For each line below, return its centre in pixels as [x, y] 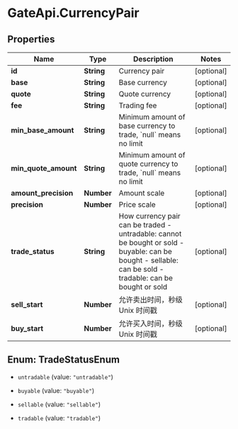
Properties [31, 39]
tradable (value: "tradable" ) [59, 418]
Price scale [137, 205]
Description [153, 59]
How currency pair [149, 216]
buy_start [27, 328]
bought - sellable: [148, 260]
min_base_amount [42, 130]
